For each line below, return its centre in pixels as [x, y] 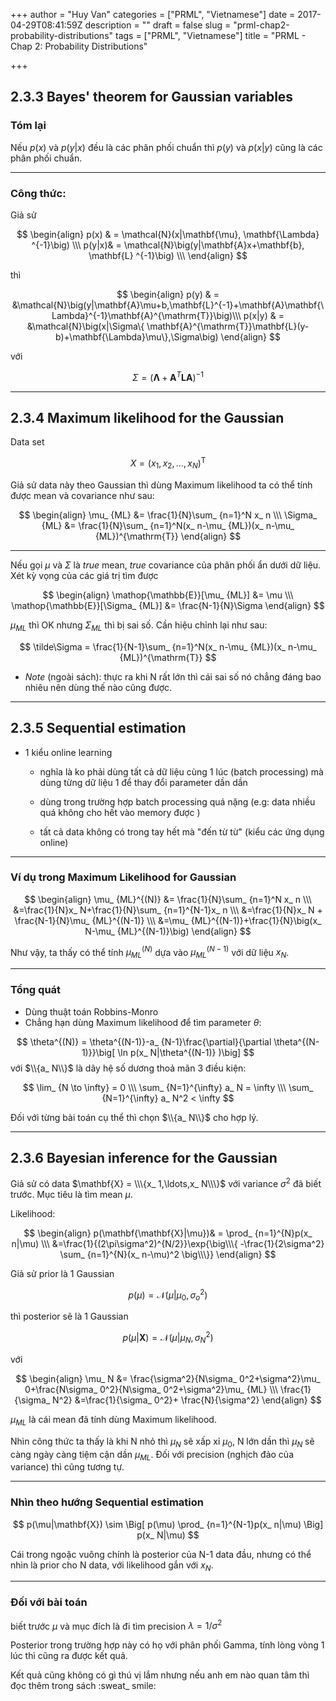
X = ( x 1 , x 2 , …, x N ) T [168, 463]
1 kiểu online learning [68, 752]
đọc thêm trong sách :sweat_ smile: [83, 1686]
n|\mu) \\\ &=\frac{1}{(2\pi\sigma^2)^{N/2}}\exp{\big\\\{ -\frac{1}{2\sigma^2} [168, 1244]
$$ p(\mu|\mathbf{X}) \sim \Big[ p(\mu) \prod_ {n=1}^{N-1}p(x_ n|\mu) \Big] [168, 1524]
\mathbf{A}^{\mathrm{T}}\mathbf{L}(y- [228, 326]
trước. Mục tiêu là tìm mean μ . [71, 1195]
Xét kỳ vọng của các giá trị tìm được [84, 575]
